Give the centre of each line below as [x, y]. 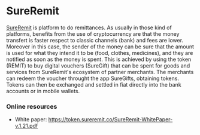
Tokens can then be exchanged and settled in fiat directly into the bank [94, 84]
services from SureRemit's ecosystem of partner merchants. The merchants [100, 72]
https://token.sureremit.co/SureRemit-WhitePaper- [110, 119]
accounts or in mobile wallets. [43, 91]
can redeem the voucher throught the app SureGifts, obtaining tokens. [93, 78]
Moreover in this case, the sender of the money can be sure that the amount [100, 47]
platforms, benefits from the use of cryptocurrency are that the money [93, 33]
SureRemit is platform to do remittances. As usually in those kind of [89, 27]
